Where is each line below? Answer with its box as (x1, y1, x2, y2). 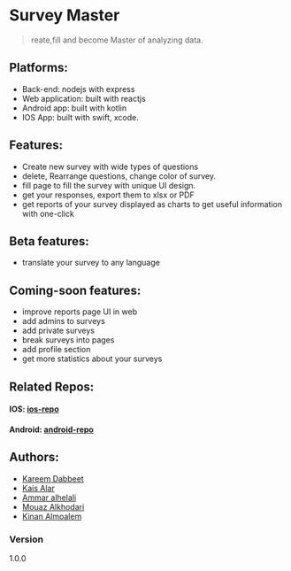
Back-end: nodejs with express (21, 83, 135, 94)
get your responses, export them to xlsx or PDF (21, 189, 195, 200)
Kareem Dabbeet (21, 473, 84, 483)
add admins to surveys (21, 316, 106, 327)
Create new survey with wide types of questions (21, 161, 199, 172)
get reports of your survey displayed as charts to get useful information (21, 198, 283, 209)
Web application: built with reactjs (21, 93, 146, 104)
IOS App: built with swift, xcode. (21, 112, 139, 122)
